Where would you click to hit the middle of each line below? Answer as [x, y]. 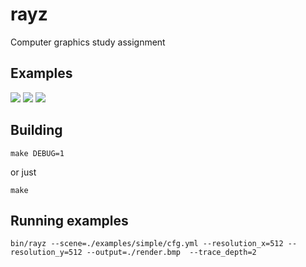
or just [23, 172]
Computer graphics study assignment [88, 42]
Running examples [69, 220]
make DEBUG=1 [37, 153]
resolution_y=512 [46, 253]
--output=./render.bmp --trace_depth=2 [171, 253]
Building [36, 130]
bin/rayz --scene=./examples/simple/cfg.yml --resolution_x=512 [147, 244]
